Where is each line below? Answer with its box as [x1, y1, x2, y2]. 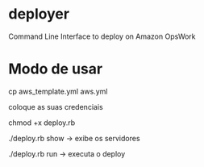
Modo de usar [8, 60, 103, 78]
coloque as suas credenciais [8, 102, 103, 111]
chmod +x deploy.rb [8, 118, 76, 127]
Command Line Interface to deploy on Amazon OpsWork [8, 31, 196, 41]
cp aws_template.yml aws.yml [8, 86, 108, 96]
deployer [8, 5, 70, 23]
